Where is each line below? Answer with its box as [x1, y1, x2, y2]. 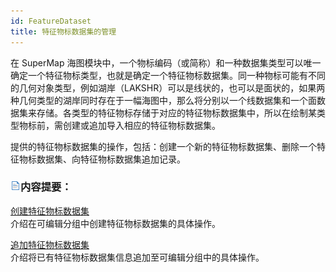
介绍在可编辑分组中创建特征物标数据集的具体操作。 [10, 217, 221, 229]
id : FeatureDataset [10, 16, 92, 26]
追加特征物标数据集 [10, 238, 90, 250]
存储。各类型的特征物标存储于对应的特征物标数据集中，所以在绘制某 [36, 106, 317, 119]
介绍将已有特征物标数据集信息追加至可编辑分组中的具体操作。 [10, 251, 265, 263]
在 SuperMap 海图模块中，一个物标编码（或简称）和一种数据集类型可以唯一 [10, 56, 322, 69]
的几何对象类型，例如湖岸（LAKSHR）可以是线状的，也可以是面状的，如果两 [10, 81, 326, 94]
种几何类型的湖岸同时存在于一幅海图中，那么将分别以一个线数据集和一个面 [10, 94, 317, 106]
